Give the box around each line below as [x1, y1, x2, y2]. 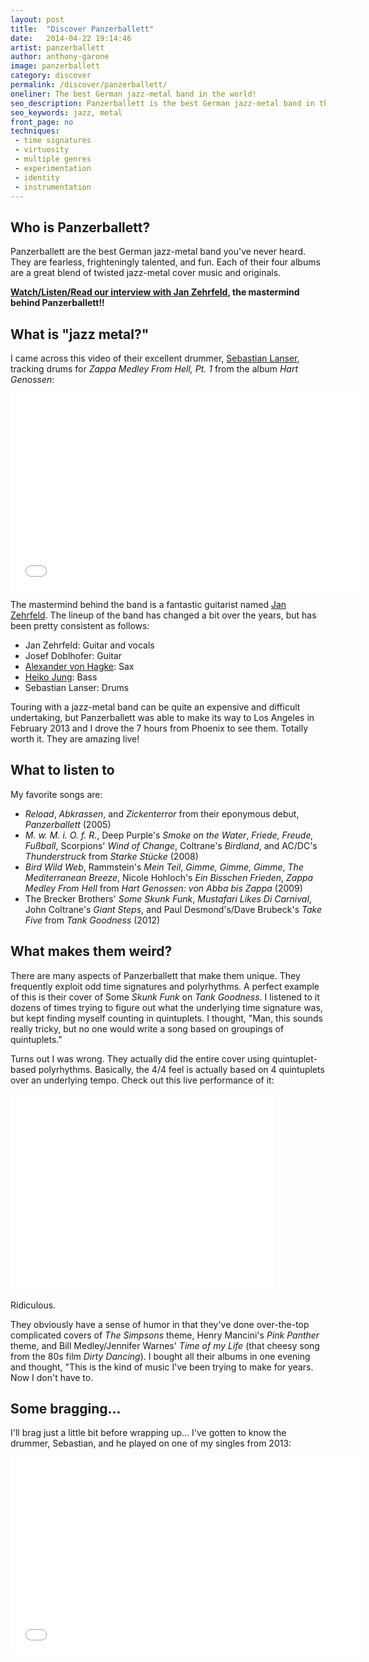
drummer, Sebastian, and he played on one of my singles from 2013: [10, 1437, 292, 1450]
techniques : [10, 126, 60, 136]
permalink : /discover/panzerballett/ [10, 80, 168, 90]
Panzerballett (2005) [24, 818, 112, 830]
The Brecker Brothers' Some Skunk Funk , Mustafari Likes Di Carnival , [24, 892, 312, 905]
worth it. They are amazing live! [10, 733, 140, 745]
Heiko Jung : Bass [24, 671, 98, 683]
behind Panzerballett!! [10, 297, 105, 309]
